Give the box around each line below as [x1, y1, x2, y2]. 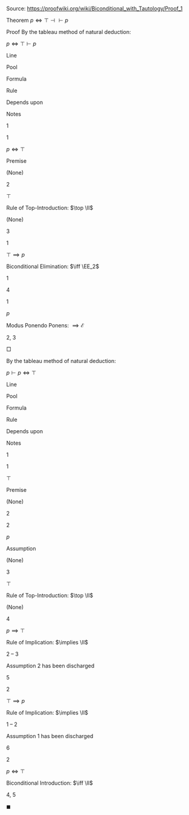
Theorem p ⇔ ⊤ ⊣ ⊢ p [6, 17, 68, 24]
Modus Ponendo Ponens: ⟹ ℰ [6, 322, 85, 329]
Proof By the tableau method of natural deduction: [6, 28, 132, 36]
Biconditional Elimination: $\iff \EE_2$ [6, 263, 100, 270]
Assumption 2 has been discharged [6, 662, 95, 670]
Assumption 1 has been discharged [6, 733, 94, 740]
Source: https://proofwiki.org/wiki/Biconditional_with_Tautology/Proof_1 [6, 5, 183, 12]
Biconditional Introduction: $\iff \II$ [6, 779, 94, 787]
